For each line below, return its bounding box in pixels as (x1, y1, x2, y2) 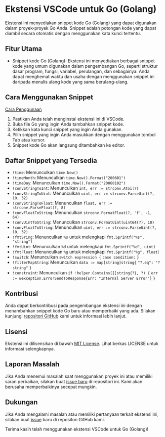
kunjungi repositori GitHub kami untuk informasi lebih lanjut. (5, 313, 127, 319)
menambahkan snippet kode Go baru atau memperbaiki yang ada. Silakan (5, 308, 156, 314)
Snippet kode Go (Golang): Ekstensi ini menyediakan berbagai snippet (12, 58, 155, 64)
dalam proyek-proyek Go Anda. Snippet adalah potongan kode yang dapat (5, 25, 157, 31)
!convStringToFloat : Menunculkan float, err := (12, 200, 113, 206)
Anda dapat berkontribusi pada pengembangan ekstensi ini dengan (5, 303, 142, 308)
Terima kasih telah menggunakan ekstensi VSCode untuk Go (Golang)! (5, 426, 149, 432)
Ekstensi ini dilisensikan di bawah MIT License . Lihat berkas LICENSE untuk (5, 341, 159, 347)
